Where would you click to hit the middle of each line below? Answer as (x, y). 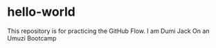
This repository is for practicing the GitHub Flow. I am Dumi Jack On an (108, 31)
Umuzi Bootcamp (32, 38)
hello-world (42, 12)
